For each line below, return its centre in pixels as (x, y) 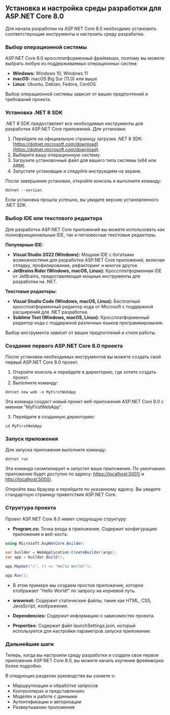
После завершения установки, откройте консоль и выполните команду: (83, 181)
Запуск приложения (32, 439)
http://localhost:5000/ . (29, 479)
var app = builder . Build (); (35, 557)
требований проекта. (28, 100)
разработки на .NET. (35, 281)
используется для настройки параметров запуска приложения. (82, 631)
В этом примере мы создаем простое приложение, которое (78, 585)
